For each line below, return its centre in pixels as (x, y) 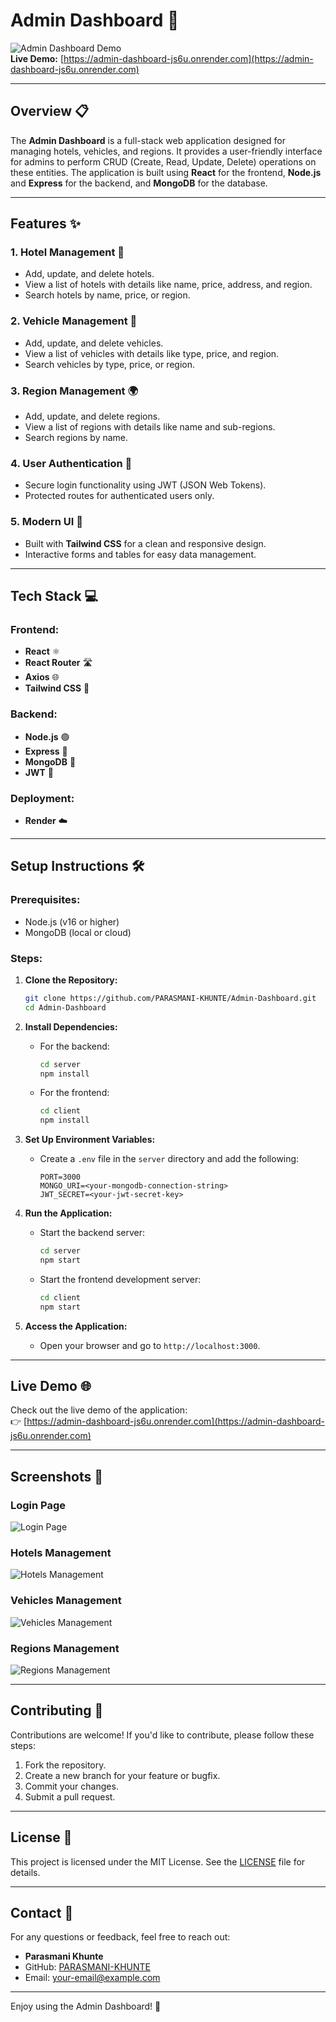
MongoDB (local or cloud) (78, 932)
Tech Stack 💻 (54, 596)
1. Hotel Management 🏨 (67, 252)
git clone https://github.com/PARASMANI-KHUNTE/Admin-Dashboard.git (170, 998)
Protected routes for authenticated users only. (119, 496)
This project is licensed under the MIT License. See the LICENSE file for (158, 1861)
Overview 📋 (50, 111)
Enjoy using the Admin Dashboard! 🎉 (86, 2006)
